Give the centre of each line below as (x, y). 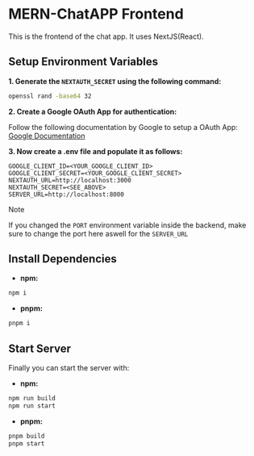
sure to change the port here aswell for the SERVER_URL (98, 233)
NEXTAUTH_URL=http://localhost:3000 (70, 180)
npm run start (32, 406)
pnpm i (19, 324)
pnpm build (27, 436)
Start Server (40, 348)
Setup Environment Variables (83, 62)
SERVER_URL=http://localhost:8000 (67, 195)
